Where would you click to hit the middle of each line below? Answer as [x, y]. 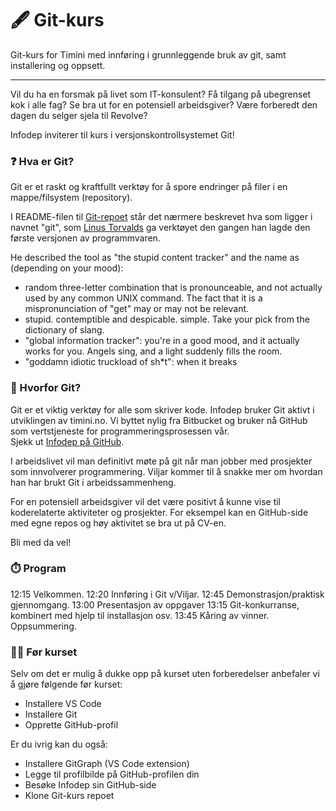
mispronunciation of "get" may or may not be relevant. [137, 309]
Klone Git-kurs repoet [69, 796]
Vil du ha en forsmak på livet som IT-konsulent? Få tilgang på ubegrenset [161, 94]
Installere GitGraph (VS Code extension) [107, 764]
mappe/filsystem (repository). [71, 198]
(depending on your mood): [67, 268]
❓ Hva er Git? [42, 161]
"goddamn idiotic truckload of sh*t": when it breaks [131, 362]
